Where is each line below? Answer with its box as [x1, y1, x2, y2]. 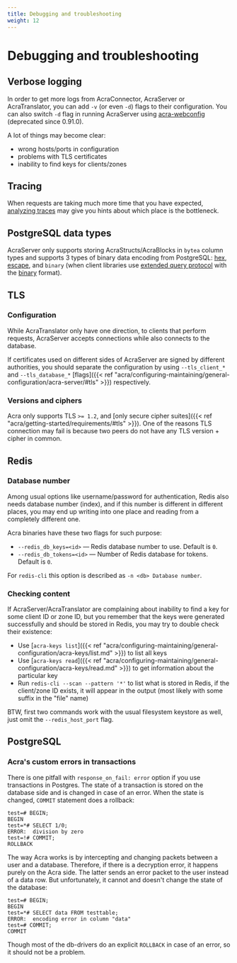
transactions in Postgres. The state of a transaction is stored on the [7, 781, 204, 789]
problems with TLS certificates [17, 152, 108, 160]
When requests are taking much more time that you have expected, [7, 199, 204, 208]
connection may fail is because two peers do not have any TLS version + [7, 427, 219, 435]
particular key [17, 672, 58, 680]
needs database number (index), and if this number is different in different [7, 499, 224, 508]
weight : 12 [7, 17, 40, 24]
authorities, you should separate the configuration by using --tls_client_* [7, 362, 226, 371]
